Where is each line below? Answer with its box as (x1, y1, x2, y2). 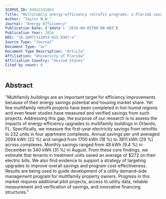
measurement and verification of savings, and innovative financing (5, 184, 141, 190)
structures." (5, 189, 29, 195)
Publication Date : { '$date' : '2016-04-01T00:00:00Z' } (5, 26, 119, 31)
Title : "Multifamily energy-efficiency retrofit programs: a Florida (5, 12, 152, 17)
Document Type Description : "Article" (5, 49, 85, 54)
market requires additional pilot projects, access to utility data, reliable (5, 178, 148, 184)
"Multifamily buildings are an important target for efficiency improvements (5, 94, 156, 100)
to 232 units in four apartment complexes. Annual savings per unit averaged (5, 131, 160, 137)
